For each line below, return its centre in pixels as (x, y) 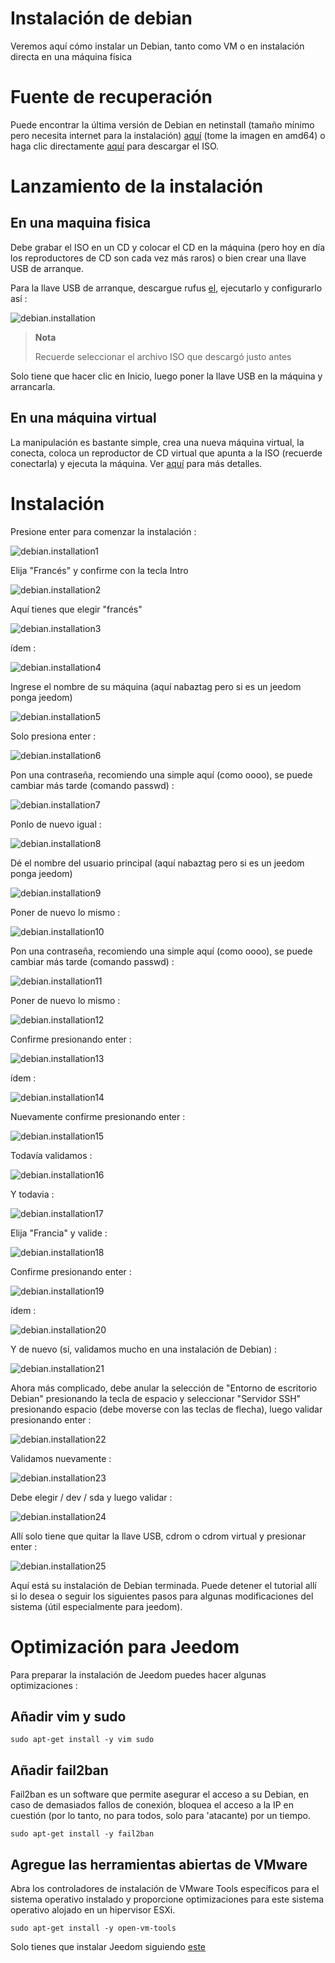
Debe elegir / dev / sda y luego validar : (91, 1497)
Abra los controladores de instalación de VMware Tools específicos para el (165, 1888)
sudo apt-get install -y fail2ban (82, 1834)
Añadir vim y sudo (68, 1716)
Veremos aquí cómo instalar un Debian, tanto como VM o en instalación (157, 46)
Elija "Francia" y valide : (59, 1233)
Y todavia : (32, 1194)
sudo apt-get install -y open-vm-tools (93, 1928)
